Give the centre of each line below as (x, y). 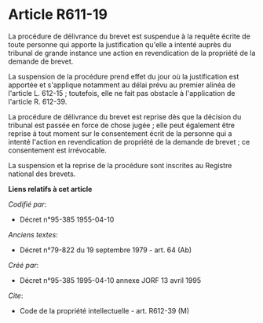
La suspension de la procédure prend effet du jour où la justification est (124, 76)
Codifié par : (27, 204)
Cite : (16, 295)
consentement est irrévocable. (58, 150)
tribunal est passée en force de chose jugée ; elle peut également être (122, 125)
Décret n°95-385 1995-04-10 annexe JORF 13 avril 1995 (110, 280)
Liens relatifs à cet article (50, 189)
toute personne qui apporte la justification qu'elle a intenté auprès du (120, 44)
